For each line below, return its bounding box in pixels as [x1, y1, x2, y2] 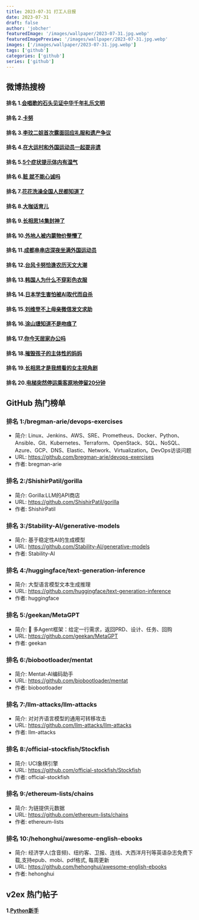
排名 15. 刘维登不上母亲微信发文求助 [6, 305, 93, 313]
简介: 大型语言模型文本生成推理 [14, 581, 91, 588]
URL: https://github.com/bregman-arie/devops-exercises [14, 453, 154, 461]
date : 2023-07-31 [6, 14, 49, 20]
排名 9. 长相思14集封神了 [6, 218, 65, 225]
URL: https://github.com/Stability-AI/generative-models [14, 543, 150, 550]
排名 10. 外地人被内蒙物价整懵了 [6, 232, 83, 239]
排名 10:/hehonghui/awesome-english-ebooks [6, 834, 143, 843]
